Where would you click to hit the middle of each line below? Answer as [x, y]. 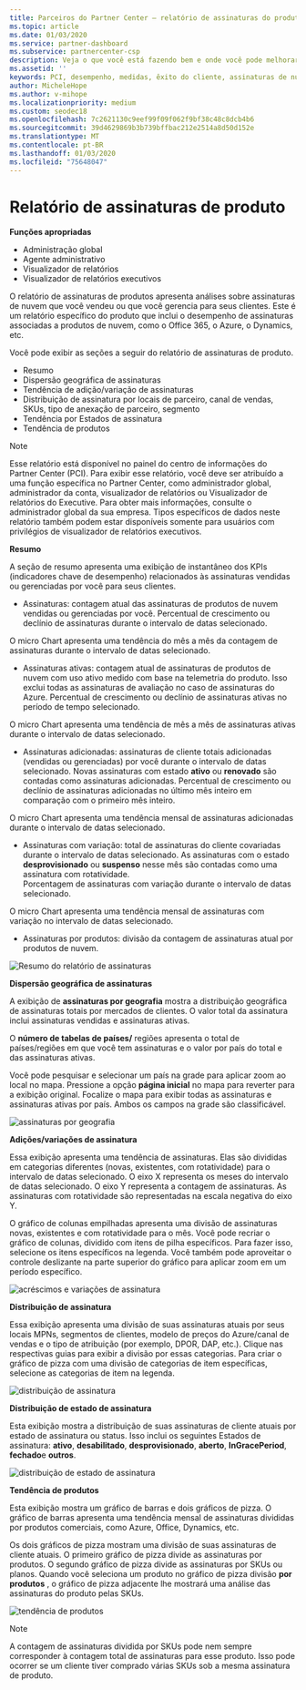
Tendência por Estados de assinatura [92, 419]
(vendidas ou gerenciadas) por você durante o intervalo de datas [144, 762]
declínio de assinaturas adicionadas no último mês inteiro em [137, 791]
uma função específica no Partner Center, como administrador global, [140, 483]
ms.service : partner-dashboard [69, 43]
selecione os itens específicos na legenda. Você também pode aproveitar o [151, 1253]
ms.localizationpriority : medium [73, 102]
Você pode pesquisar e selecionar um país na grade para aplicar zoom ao [148, 1075]
